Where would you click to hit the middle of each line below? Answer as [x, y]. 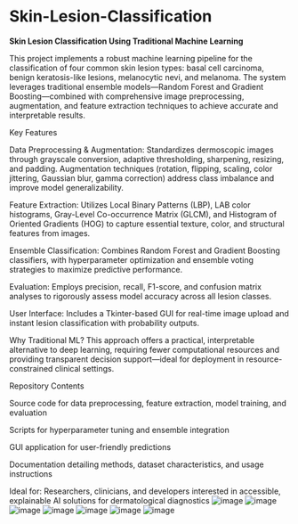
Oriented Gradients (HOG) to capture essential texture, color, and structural [147, 224]
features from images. [50, 233]
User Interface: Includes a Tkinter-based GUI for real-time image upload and [149, 313]
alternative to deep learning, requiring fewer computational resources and [145, 349]
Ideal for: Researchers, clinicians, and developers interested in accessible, [145, 491]
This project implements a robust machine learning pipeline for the [131, 58]
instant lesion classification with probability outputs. [105, 323]
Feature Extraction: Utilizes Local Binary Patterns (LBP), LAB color [130, 205]
